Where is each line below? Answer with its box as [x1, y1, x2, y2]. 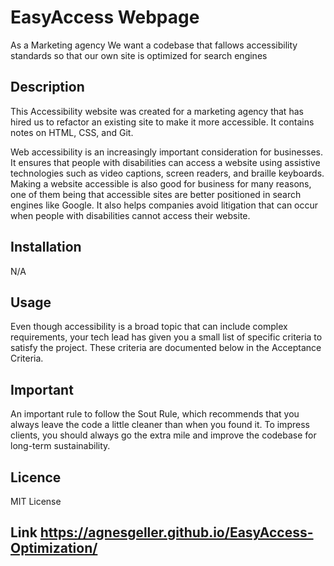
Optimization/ [10, 540, 98, 557]
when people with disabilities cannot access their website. [10, 209, 251, 221]
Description [10, 79, 85, 96]
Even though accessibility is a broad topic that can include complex [10, 321, 288, 333]
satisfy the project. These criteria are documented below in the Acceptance [10, 342, 322, 354]
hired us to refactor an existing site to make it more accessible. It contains [10, 116, 315, 128]
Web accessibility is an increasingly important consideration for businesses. [10, 146, 323, 158]
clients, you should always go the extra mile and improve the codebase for [10, 429, 317, 441]
